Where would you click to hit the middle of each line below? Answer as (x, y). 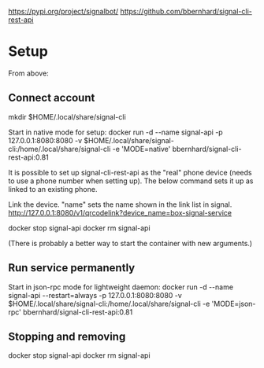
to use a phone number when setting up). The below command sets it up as (131, 181)
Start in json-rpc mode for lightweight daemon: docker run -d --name (121, 287)
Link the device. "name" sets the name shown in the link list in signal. (120, 204)
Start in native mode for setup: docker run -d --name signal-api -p (115, 132)
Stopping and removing (67, 336)
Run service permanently (72, 268)
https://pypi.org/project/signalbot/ (63, 11)
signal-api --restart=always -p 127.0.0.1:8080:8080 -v (95, 295)
